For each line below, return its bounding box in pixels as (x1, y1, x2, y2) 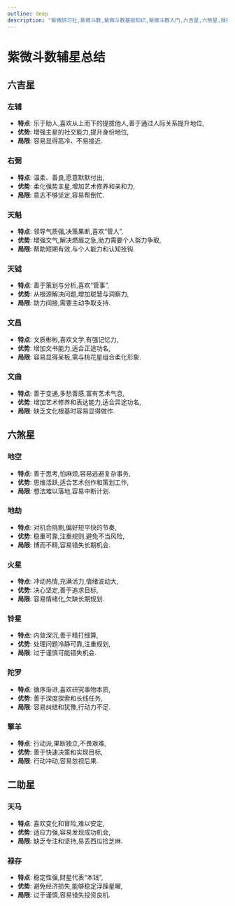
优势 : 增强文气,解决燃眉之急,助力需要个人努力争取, (17, 235, 162, 244)
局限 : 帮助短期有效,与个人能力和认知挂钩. (17, 245, 135, 253)
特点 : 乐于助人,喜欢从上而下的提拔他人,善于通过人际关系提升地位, (17, 119, 204, 128)
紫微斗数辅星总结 (7, 49, 106, 65)
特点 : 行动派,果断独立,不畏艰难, (17, 739, 106, 748)
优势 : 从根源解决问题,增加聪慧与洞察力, (17, 290, 129, 298)
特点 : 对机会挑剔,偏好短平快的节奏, (17, 523, 117, 531)
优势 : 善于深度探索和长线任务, (17, 694, 103, 702)
